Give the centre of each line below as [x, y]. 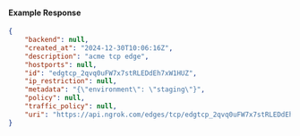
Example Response [45, 13]
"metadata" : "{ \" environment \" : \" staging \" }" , [115, 89]
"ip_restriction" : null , [71, 81]
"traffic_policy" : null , [71, 106]
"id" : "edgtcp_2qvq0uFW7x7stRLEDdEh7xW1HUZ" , [111, 73]
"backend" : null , [57, 40]
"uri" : [37, 115]
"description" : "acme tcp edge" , [87, 56]
